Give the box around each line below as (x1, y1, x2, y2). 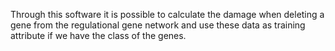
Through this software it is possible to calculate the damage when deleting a (10, 9, 325, 20)
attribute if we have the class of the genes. (10, 30, 187, 41)
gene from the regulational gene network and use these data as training (10, 19, 306, 31)
